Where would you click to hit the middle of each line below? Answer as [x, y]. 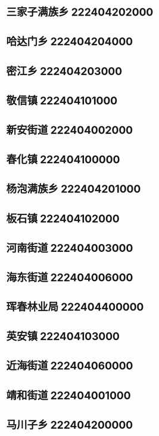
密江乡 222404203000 [64, 71]
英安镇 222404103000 [63, 337]
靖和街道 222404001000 [68, 395]
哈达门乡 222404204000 [69, 42]
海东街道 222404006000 [70, 277]
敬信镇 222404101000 [62, 100]
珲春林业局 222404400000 [75, 307]
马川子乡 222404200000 [69, 425]
